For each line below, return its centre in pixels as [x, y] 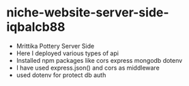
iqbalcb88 [36, 27]
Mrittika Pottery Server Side [55, 46]
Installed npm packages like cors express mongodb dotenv [99, 60]
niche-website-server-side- [88, 13]
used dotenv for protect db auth [61, 75]
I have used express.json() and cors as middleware [88, 68]
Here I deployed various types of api [67, 53]
